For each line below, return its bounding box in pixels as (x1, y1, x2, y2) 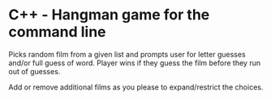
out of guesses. (8, 66, 61, 76)
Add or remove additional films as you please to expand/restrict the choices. (8, 82, 264, 92)
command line (8, 23, 107, 41)
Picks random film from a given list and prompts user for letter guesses (8, 49, 246, 59)
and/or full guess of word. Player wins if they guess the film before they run (8, 58, 261, 68)
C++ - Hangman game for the (8, 6, 210, 24)
